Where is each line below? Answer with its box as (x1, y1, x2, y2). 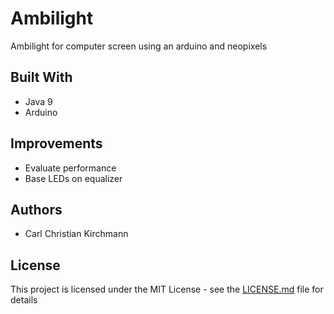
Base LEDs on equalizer (24, 172, 123, 184)
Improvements (10, 135, 103, 152)
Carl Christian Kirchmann (24, 228, 129, 240)
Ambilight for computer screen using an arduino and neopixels (10, 40, 268, 52)
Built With (10, 69, 73, 86)
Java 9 (24, 95, 53, 107)
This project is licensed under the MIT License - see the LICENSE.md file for (10, 283, 324, 296)
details (10, 294, 38, 306)
